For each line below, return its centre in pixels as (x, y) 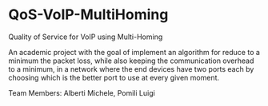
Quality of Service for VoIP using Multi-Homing (86, 37)
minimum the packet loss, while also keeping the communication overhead (131, 61)
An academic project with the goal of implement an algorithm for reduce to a (134, 52)
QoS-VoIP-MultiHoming (88, 15)
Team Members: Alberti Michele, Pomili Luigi (82, 92)
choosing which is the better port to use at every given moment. (114, 77)
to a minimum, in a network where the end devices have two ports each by (131, 69)
